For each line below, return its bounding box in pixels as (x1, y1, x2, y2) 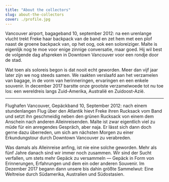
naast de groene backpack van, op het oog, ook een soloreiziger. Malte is (5, 41, 157, 47)
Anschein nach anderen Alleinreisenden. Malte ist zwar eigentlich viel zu (5, 119, 155, 125)
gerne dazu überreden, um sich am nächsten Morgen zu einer (5, 129, 134, 136)
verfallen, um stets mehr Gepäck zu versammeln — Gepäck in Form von (5, 155, 154, 161)
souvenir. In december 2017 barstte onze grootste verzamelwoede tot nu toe (5, 83, 163, 89)
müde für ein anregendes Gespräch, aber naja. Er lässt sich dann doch (5, 124, 152, 130)
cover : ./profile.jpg (5, 17, 51, 22)
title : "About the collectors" (5, 7, 71, 13)
